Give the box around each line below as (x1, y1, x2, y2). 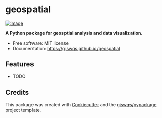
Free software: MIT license (12, 40, 69, 46)
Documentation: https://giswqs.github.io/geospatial (12, 45, 120, 51)
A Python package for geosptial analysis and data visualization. (5, 30, 143, 36)
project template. (5, 107, 41, 113)
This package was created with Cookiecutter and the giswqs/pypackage (5, 101, 157, 107)
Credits (5, 88, 29, 97)
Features (5, 60, 34, 69)
